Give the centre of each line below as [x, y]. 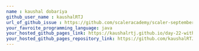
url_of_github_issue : [34, 22]
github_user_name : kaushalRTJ [45, 17]
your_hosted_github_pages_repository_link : [61, 39]
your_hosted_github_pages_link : [46, 33]
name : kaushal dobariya [37, 11]
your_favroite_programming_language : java [59, 28]
